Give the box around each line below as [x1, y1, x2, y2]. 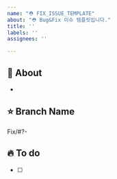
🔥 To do [7, 147, 40, 159]
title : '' [7, 23, 36, 29]
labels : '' [7, 29, 38, 36]
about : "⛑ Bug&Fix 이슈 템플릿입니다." [7, 16, 111, 23]
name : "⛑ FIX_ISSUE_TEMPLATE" [7, 10, 95, 17]
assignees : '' [7, 36, 48, 43]
